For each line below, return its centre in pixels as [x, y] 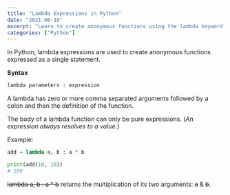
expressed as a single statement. [54, 60]
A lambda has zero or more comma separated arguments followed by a [108, 99]
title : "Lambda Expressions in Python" [64, 13]
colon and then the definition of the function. [71, 106]
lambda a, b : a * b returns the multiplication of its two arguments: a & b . [109, 184]
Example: [20, 140]
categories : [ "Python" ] [41, 33]
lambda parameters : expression [53, 85]
